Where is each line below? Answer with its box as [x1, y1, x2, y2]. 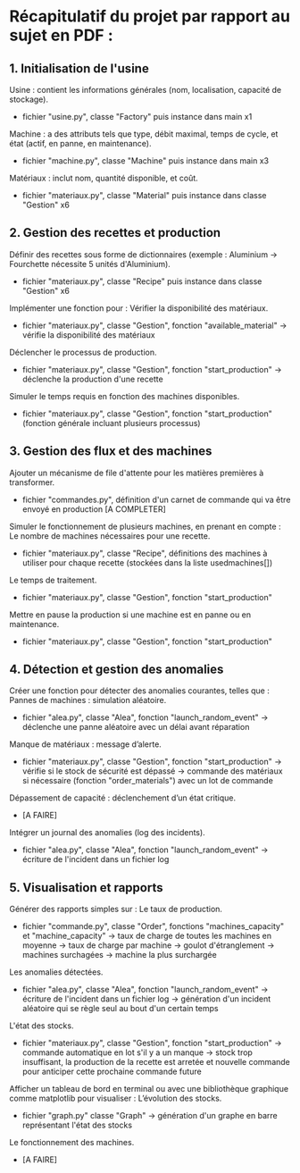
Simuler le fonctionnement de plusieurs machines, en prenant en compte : [9, 521, 281, 532]
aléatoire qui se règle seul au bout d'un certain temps [21, 1003, 219, 1014]
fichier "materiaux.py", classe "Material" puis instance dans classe [21, 190, 267, 200]
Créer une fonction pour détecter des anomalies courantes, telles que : [9, 685, 270, 696]
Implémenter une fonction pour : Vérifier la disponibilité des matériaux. [9, 302, 269, 314]
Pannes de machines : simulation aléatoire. [9, 695, 167, 706]
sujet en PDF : [9, 25, 113, 46]
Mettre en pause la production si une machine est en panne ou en [9, 609, 252, 620]
